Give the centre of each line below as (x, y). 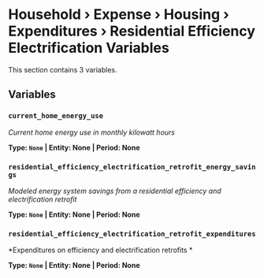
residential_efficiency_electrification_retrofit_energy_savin (132, 167)
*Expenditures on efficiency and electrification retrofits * (100, 250)
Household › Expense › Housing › (119, 15)
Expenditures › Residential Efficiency (132, 31)
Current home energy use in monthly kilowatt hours (92, 132)
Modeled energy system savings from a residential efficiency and (115, 191)
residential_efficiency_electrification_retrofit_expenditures (132, 234)
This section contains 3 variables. (63, 69)
